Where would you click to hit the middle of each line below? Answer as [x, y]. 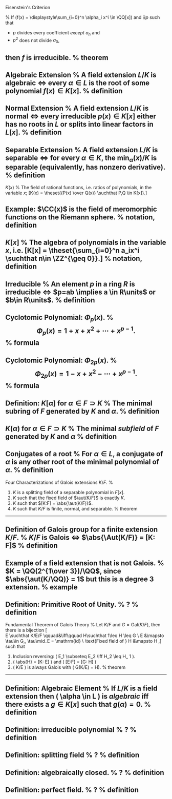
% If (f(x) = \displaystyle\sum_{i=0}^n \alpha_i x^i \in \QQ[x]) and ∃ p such [83, 17]
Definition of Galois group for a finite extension [82, 530]
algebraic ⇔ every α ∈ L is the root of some [78, 83]
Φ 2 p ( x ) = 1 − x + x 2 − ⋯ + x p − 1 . [86, 374]
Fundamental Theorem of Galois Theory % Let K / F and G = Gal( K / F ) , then [83, 625]
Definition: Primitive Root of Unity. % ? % [72, 604]
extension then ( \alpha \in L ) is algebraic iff [77, 696]
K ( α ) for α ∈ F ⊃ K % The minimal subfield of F [82, 428]
